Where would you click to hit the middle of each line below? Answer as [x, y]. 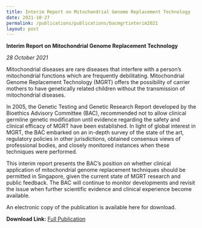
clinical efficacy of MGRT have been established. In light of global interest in [101, 126]
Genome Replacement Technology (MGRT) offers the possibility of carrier [98, 82]
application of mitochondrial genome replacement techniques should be [96, 170]
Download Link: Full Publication [46, 219]
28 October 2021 [27, 57]
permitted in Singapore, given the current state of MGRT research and [93, 177]
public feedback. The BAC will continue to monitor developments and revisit [101, 183]
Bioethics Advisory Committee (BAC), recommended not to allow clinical [96, 113]
